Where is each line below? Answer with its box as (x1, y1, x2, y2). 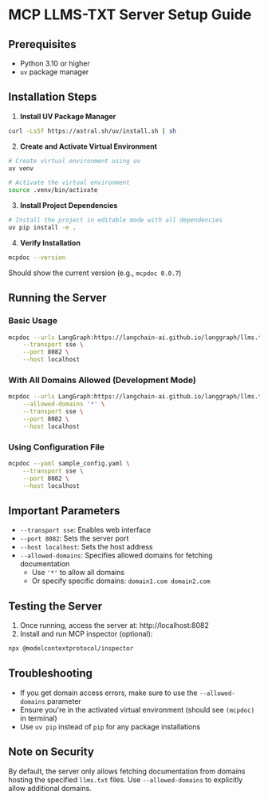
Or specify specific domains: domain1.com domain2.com (31, 576, 211, 585)
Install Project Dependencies (19, 201, 118, 210)
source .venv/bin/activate (8, 186, 98, 194)
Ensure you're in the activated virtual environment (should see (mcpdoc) (19, 705, 255, 714)
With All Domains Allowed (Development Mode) (8, 374, 197, 386)
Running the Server (8, 291, 107, 305)
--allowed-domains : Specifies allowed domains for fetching (19, 550, 213, 561)
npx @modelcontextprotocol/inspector (8, 645, 134, 653)
